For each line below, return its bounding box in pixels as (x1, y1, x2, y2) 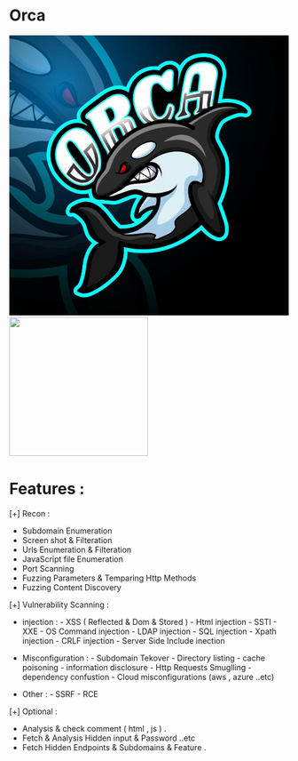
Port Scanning (21, 563, 74, 573)
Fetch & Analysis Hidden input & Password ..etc (21, 733, 196, 743)
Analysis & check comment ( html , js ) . (21, 723, 167, 733)
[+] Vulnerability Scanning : (9, 599, 109, 610)
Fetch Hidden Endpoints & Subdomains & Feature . (21, 741, 207, 752)
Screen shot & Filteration (21, 534, 113, 545)
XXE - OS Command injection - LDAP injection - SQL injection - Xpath (21, 626, 278, 637)
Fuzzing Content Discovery (21, 581, 122, 592)
